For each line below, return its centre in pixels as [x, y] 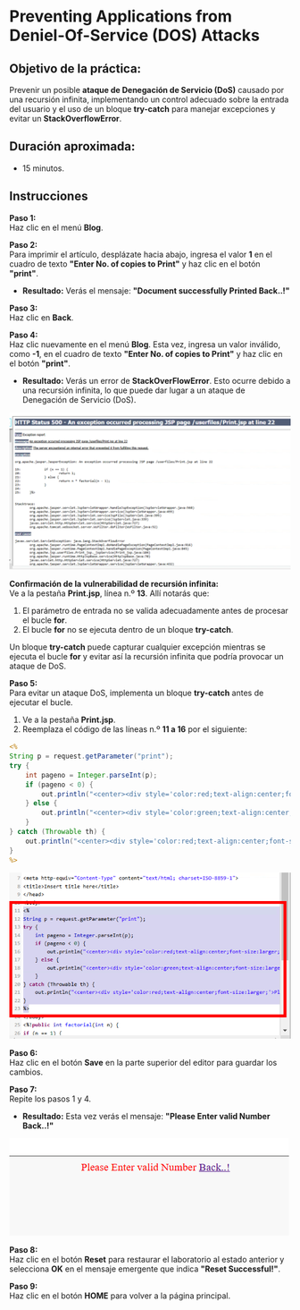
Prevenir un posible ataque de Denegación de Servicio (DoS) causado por [147, 90]
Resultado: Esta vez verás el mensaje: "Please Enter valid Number [146, 1116]
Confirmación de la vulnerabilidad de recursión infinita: [114, 584]
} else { [42, 804]
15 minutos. [43, 168]
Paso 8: [24, 1249]
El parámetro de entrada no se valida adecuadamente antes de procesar [155, 611]
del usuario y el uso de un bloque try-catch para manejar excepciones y [142, 109]
